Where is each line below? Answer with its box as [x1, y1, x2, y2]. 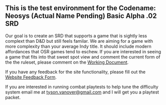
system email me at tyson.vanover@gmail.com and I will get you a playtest [5, 89, 159, 95]
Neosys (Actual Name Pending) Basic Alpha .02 [5, 12, 157, 20]
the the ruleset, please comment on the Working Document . [5, 59, 129, 65]
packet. [5, 94, 21, 100]
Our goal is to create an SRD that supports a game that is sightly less [5, 32, 147, 39]
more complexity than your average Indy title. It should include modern [5, 43, 152, 49]
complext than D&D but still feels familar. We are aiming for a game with [5, 38, 153, 44]
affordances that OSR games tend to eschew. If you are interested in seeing [5, 48, 161, 54]
